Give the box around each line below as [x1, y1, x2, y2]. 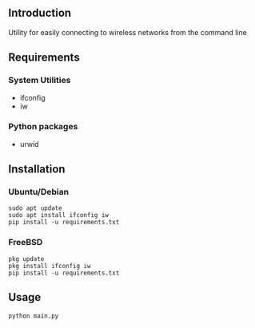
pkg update [8, 255, 45, 263]
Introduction [8, 6, 72, 20]
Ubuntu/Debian [8, 187, 70, 198]
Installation [8, 163, 66, 176]
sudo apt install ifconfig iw [8, 211, 110, 219]
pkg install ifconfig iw [8, 262, 91, 270]
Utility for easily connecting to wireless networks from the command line [8, 27, 248, 37]
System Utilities [8, 75, 71, 86]
